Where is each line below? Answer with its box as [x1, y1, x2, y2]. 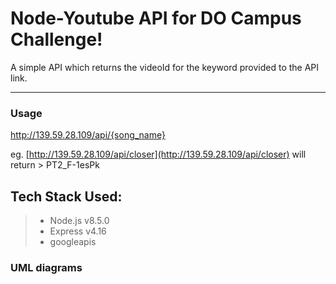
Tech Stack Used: [10, 188, 123, 205]
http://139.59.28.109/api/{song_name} [10, 129, 166, 141]
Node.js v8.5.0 [49, 215, 110, 227]
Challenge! [10, 28, 103, 51]
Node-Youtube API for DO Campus [10, 7, 302, 30]
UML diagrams [10, 260, 83, 274]
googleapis [49, 236, 97, 248]
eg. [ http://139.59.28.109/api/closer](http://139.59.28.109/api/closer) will [10, 148, 307, 161]
